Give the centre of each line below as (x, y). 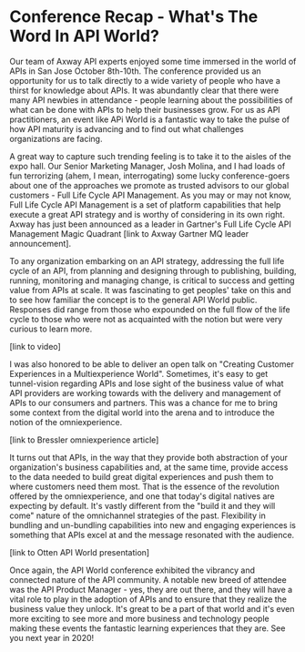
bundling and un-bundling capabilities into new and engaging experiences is (152, 525)
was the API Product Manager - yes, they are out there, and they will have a (151, 589)
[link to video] (35, 346)
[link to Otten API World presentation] (80, 552)
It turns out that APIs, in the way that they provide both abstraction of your (149, 457)
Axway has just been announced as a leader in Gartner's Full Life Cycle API (150, 224)
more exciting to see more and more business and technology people (140, 618)
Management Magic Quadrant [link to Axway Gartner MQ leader (129, 233)
